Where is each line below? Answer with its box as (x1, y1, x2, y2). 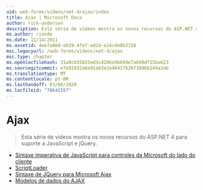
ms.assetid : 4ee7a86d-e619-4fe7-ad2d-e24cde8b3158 (6, 43, 137, 49)
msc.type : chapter (6, 54, 53, 60)
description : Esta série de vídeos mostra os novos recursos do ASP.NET (6, 25, 193, 32)
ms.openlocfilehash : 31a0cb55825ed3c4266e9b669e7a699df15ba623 (6, 59, 169, 65)
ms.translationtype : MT (6, 71, 66, 77)
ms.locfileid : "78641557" (6, 87, 71, 93)
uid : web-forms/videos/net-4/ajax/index (6, 8, 110, 15)
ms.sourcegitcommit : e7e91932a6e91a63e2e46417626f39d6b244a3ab (6, 65, 169, 71)
